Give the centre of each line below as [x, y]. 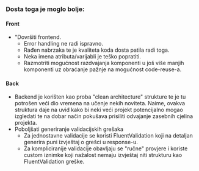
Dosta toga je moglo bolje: [45, 9]
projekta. [26, 123]
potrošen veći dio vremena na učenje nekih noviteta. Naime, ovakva [100, 103]
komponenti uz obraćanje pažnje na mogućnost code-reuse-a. [103, 69]
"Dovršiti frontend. [38, 37]
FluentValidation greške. [54, 162]
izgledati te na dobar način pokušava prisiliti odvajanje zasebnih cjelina [104, 116]
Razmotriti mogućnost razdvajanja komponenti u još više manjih [104, 63]
